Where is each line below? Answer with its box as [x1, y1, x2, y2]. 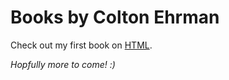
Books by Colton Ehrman [10, 6, 220, 29]
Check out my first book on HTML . [10, 39, 153, 51]
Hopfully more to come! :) [10, 58, 116, 70]
